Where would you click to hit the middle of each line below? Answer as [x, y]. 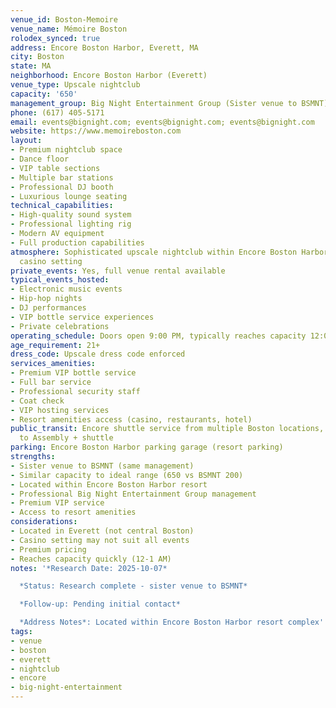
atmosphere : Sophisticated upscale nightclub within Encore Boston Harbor [169, 252]
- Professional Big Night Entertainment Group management [133, 494]
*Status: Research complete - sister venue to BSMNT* [133, 586]
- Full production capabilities [77, 242]
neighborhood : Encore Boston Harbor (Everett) [109, 76]
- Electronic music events [66, 289]
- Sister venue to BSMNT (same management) [102, 466]
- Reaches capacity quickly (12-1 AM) [91, 559]
